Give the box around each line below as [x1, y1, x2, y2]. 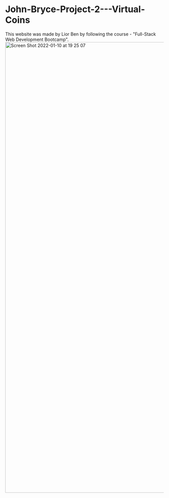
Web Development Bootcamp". [5, 36, 69, 42]
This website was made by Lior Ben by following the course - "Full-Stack [5, 31, 156, 37]
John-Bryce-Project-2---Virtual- [5, 4, 145, 15]
